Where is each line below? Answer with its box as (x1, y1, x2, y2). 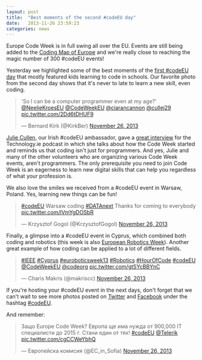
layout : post (6, 8, 39, 15)
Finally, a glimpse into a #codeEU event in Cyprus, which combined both (6, 232, 186, 239)
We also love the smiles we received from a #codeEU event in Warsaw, (6, 184, 182, 191)
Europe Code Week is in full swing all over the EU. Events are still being (6, 42, 183, 50)
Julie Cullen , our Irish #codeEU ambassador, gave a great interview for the (6, 134, 192, 141)
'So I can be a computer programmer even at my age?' (21, 98, 157, 105)
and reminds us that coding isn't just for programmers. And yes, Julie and (6, 147, 189, 154)
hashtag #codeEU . (6, 300, 52, 307)
